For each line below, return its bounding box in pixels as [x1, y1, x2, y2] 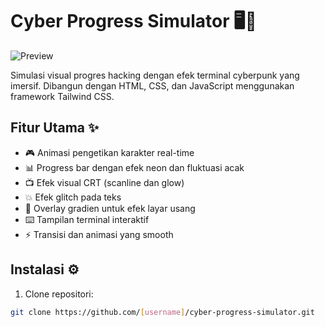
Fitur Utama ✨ [10, 119, 100, 137]
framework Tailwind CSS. [10, 90, 115, 102]
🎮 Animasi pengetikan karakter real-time [24, 146, 195, 158]
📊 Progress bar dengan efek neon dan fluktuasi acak [24, 161, 245, 173]
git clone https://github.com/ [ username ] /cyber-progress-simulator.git [10, 307, 315, 317]
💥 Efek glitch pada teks [24, 191, 122, 203]
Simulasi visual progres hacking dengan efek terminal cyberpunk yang [10, 69, 300, 81]
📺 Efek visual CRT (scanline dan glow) [24, 176, 185, 188]
